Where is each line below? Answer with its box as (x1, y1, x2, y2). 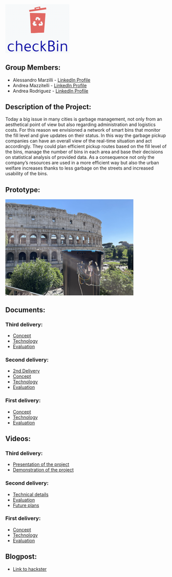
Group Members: (5, 63, 61, 72)
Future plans (12, 502, 39, 508)
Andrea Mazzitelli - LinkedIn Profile (12, 82, 87, 88)
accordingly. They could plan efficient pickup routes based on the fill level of (5, 143, 167, 150)
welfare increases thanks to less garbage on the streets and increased (5, 165, 154, 171)
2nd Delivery (12, 368, 40, 374)
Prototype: (5, 186, 40, 194)
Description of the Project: (5, 102, 91, 111)
